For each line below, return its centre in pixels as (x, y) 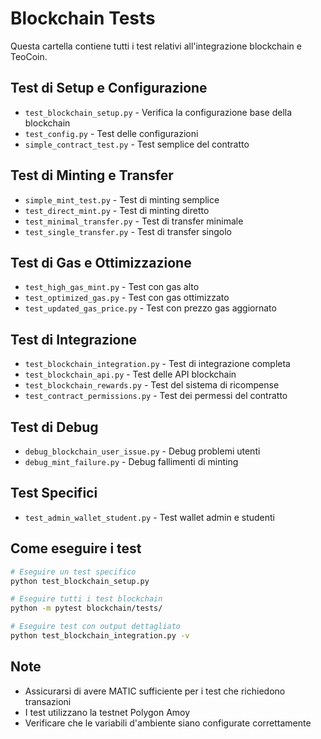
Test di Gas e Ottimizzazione (101, 262)
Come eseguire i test (76, 548)
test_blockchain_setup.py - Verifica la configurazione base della (158, 112)
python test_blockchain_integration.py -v (100, 636)
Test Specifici (54, 493)
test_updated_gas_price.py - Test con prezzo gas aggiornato (150, 308)
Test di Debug (54, 427)
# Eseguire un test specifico (73, 572)
